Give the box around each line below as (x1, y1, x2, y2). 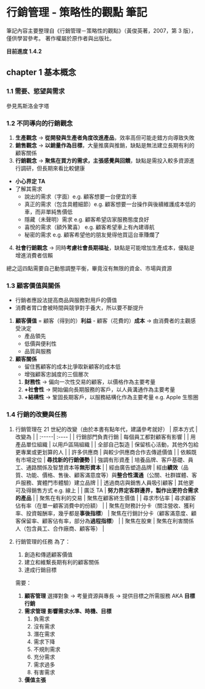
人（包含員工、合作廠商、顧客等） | (15, 525, 105, 532)
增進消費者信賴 (15, 251, 53, 259)
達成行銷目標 (24, 566, 57, 573)
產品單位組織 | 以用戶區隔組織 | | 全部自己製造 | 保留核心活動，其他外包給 (15, 441, 199, 448)
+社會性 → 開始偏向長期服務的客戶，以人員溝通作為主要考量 (24, 386, 176, 393)
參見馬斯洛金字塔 (6, 102, 49, 109)
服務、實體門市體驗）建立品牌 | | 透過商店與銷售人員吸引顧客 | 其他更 (20, 479, 194, 486)
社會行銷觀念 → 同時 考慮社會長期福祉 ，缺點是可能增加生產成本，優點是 (15, 244, 195, 251)
